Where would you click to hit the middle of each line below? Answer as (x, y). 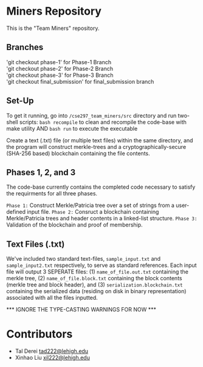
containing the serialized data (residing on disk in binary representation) (96, 291)
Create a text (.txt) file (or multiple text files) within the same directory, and (100, 140)
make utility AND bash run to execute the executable (72, 128)
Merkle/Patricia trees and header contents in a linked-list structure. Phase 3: (102, 219)
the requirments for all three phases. (52, 194)
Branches (25, 47)
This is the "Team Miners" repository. (53, 28)
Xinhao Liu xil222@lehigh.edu (52, 358)
